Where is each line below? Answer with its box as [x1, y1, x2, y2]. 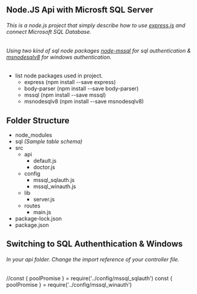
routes [24, 202, 41, 209]
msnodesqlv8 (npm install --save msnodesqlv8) [24, 98, 144, 105]
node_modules [15, 131, 53, 139]
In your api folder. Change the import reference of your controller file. [6, 256, 180, 263]
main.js [33, 209, 52, 216]
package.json [15, 221, 50, 229]
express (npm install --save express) [24, 79, 116, 86]
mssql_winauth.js [33, 183, 76, 190]
